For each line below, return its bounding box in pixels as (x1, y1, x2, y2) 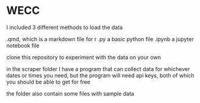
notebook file (6, 42, 40, 49)
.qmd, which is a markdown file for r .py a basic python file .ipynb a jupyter (6, 35, 194, 42)
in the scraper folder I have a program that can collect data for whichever (6, 65, 190, 73)
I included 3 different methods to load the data (6, 24, 123, 31)
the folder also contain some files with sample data (6, 90, 134, 97)
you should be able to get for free (6, 78, 91, 85)
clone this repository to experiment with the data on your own (6, 53, 162, 61)
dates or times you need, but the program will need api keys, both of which (6, 71, 195, 79)
